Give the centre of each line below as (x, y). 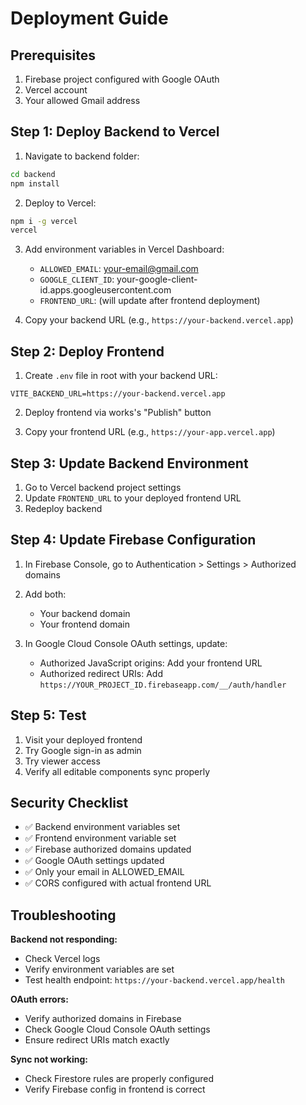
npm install (35, 183)
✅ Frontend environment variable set (100, 838)
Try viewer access (62, 761)
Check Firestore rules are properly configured (119, 1079)
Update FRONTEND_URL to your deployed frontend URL (133, 498)
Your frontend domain (84, 624)
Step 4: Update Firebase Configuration (133, 540)
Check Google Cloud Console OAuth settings (117, 1029)
